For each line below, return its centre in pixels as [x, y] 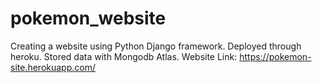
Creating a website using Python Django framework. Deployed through [156, 46]
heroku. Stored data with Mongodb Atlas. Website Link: [124, 56]
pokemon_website [88, 18]
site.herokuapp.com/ [53, 67]
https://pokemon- [275, 56]
